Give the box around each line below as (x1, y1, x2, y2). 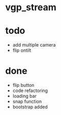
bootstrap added (12, 104, 48, 110)
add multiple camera (12, 42, 56, 48)
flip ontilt (12, 48, 32, 54)
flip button (12, 82, 35, 88)
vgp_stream (5, 2, 57, 13)
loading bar (12, 93, 37, 99)
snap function (12, 99, 42, 105)
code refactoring (12, 87, 48, 94)
